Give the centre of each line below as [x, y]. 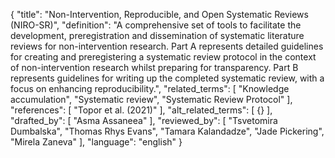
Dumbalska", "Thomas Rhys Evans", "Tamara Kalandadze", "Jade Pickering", [167, 131]
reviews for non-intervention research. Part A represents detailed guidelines [167, 46]
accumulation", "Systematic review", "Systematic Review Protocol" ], [151, 99]
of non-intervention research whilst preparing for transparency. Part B [154, 67]
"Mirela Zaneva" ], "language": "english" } [96, 142]
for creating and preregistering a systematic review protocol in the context [163, 57]
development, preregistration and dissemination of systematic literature [157, 35]
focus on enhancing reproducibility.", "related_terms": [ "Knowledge [150, 88]
